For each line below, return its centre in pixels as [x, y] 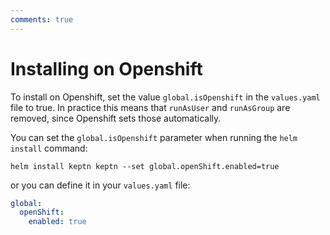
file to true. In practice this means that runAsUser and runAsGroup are [150, 107]
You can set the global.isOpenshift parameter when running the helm [154, 137]
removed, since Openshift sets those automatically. [116, 118]
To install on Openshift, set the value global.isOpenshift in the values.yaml [165, 97]
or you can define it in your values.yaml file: [100, 185]
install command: [49, 148]
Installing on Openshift [106, 68]
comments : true [42, 19]
